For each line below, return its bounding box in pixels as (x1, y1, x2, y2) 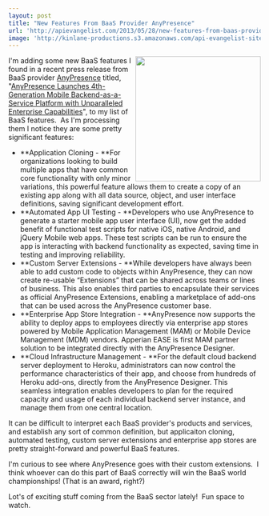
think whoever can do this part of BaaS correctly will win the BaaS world (8, 468, 247, 478)
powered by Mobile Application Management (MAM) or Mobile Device (19, 326, 251, 336)
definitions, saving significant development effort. (19, 199, 184, 209)
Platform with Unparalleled (34, 98, 123, 108)
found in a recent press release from (8, 65, 129, 74)
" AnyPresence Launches (8, 82, 90, 91)
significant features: (8, 133, 74, 142)
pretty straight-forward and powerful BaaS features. (8, 444, 180, 454)
